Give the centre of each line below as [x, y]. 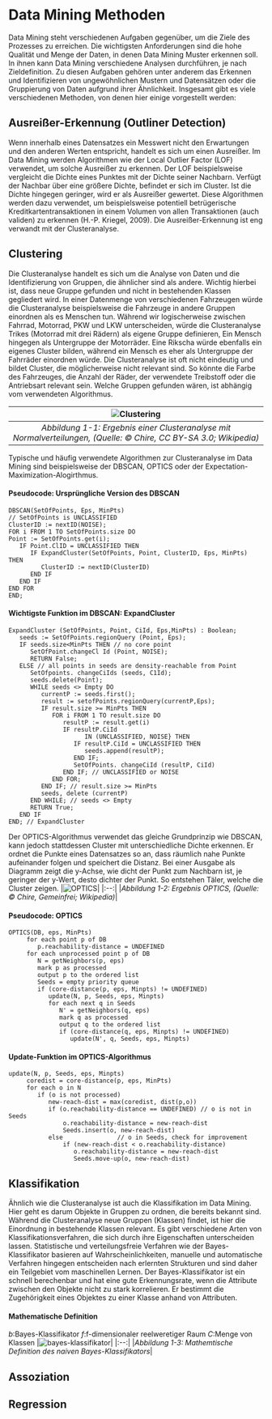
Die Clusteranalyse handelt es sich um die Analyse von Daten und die [124, 274]
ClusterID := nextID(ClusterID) [96, 567]
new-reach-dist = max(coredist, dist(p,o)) [123, 1102]
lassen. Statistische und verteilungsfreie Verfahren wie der [106, 1246]
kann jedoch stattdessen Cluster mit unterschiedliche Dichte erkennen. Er [131, 845]
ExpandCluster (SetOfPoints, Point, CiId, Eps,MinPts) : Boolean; [123, 630]
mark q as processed [94, 1018]
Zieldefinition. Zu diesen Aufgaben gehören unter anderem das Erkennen [130, 71]
